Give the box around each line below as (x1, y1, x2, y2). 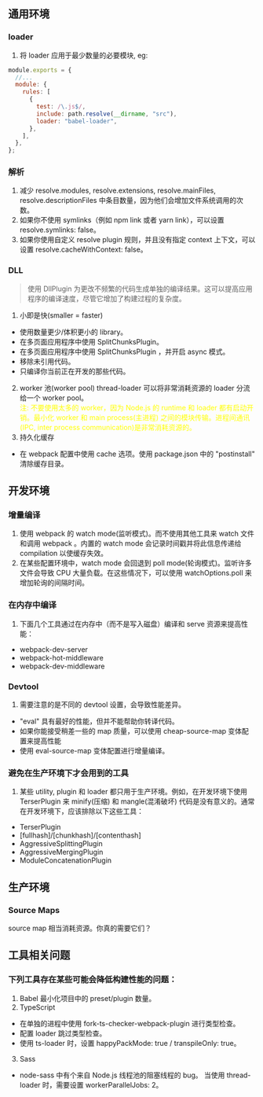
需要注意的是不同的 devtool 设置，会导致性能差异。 (19, 700, 186, 709)
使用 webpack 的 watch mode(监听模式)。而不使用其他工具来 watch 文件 (19, 529, 255, 539)
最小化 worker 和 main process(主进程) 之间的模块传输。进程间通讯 (33, 412, 250, 422)
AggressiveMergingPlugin (19, 848, 104, 857)
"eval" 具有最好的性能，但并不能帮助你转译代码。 (19, 716, 179, 726)
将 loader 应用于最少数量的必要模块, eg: (19, 50, 148, 60)
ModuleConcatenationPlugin (19, 856, 112, 865)
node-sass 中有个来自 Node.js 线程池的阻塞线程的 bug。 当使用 (19, 1070, 225, 1080)
